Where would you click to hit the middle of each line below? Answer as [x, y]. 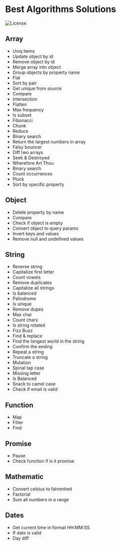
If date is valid [27, 532]
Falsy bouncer [27, 147]
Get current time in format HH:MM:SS [51, 527]
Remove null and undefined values [48, 239]
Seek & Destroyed [31, 158]
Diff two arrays [28, 152]
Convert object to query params [45, 228]
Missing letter [26, 373]
